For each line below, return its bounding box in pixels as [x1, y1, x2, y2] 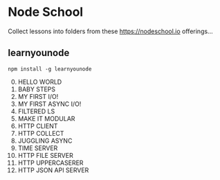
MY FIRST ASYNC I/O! [17, 100, 82, 108]
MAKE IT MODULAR [17, 114, 75, 123]
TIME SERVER [17, 143, 58, 152]
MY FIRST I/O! [17, 92, 59, 100]
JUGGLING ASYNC [17, 136, 73, 145]
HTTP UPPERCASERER [17, 159, 84, 167]
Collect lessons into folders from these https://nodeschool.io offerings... [8, 27, 213, 35]
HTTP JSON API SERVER [17, 165, 89, 174]
